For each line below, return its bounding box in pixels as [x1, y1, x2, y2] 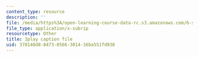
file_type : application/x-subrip [6, 25, 89, 31]
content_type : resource [6, 8, 65, 15]
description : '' [6, 14, 46, 20]
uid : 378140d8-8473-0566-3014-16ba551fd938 [6, 42, 115, 48]
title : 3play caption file [6, 36, 73, 42]
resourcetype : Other [6, 31, 57, 37]
